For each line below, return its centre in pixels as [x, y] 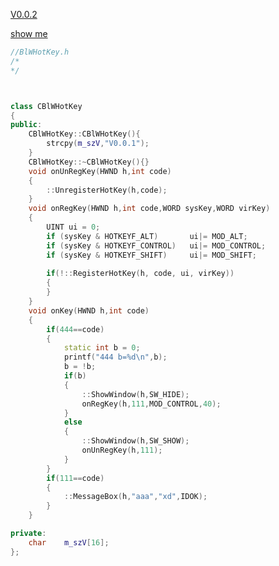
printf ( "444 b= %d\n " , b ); [115, 357]
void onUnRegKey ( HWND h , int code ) [100, 171]
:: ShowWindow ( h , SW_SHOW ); [135, 441]
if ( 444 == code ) [75, 329]
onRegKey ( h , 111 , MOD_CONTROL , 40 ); [151, 404]
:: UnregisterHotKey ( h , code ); [107, 190]
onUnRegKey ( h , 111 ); [122, 450]
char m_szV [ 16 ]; [69, 542]
